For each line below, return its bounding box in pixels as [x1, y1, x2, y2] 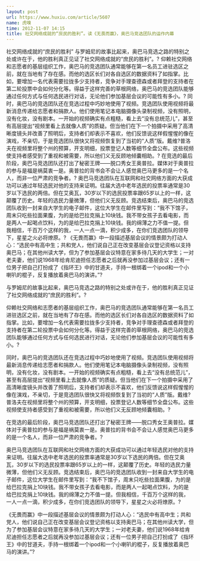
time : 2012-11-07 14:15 [6, 25, 65, 32]
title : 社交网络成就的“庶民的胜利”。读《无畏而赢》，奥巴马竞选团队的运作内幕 [6, 31, 174, 37]
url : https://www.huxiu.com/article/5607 [6, 14, 111, 20]
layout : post [6, 8, 39, 15]
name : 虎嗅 [6, 20, 32, 26]
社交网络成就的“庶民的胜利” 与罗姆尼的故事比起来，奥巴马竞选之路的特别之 [6, 48, 190, 55]
